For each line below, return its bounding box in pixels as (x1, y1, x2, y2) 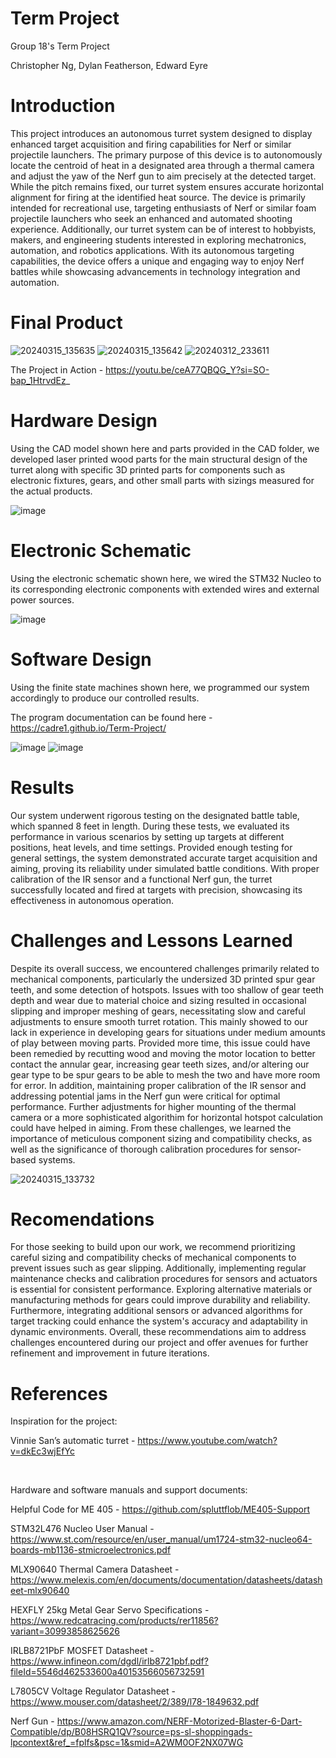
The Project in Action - (10, 363, 104, 376)
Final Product (10, 312, 123, 334)
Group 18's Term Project (10, 40, 110, 52)
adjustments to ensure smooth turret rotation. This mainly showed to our (10, 1015, 308, 1027)
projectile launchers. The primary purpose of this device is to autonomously (10, 148, 323, 161)
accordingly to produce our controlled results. (10, 692, 200, 704)
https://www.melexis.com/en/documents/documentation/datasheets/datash (10, 1574, 323, 1586)
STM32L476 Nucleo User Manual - (10, 1523, 155, 1535)
